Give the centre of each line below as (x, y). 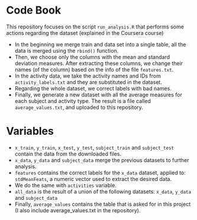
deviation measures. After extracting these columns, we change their (99, 63)
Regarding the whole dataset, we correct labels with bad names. (93, 88)
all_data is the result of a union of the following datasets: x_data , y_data (103, 191)
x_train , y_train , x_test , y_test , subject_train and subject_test (94, 147)
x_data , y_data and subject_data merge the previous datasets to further (102, 160)
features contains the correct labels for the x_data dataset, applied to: (100, 173)
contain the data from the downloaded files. (68, 154)
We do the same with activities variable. (66, 185)
